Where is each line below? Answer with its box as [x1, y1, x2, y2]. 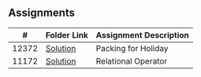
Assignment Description [95, 29, 189, 40]
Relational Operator [95, 55, 168, 66]
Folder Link [45, 29, 89, 40]
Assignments [8, 6, 76, 20]
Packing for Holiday [95, 42, 169, 53]
